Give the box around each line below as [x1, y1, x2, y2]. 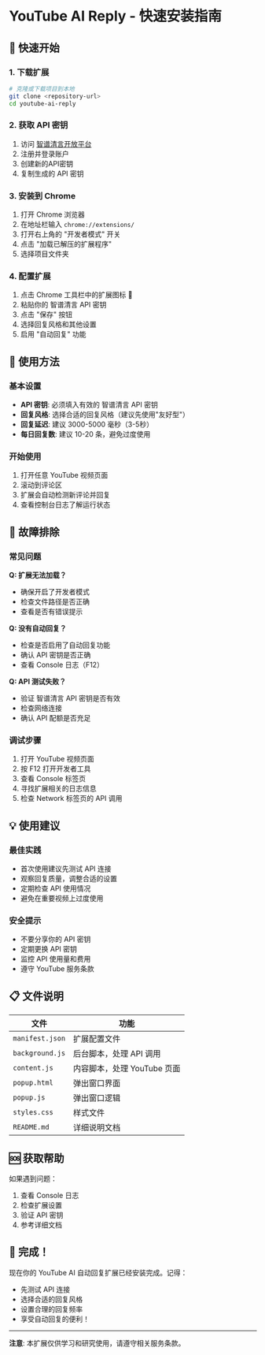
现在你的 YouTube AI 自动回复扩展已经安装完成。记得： [9, 1268, 188, 1277]
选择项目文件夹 [20, 249, 69, 259]
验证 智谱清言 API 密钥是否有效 [20, 694, 120, 703]
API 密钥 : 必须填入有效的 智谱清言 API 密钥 [20, 400, 158, 410]
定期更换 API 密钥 [20, 944, 78, 954]
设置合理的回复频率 [20, 1304, 83, 1313]
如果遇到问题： [9, 1174, 57, 1183]
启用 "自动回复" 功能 [20, 329, 86, 339]
